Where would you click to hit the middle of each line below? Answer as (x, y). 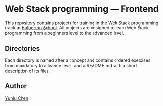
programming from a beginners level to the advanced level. (65, 33)
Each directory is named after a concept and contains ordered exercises (78, 60)
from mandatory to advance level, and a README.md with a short (71, 65)
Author (16, 86)
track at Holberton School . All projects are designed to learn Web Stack (77, 27)
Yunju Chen (17, 98)
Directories (23, 48)
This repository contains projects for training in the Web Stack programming (82, 23)
